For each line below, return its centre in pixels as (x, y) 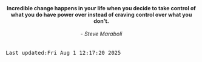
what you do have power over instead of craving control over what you (101, 14)
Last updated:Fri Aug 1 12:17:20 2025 (63, 53)
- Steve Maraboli (101, 34)
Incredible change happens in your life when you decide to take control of (101, 8)
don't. (101, 21)
